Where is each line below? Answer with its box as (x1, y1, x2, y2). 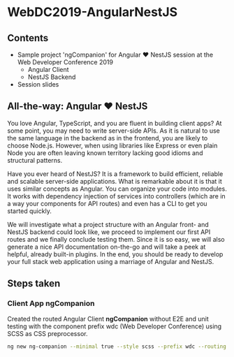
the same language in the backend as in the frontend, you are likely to (7, 133, 208, 142)
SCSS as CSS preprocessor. (7, 329, 88, 337)
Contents (7, 32, 49, 44)
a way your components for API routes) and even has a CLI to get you (7, 199, 207, 207)
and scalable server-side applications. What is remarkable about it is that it (7, 177, 222, 185)
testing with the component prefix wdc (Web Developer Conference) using (7, 322, 222, 330)
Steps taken (7, 277, 61, 290)
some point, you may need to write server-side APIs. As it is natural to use (7, 126, 220, 135)
